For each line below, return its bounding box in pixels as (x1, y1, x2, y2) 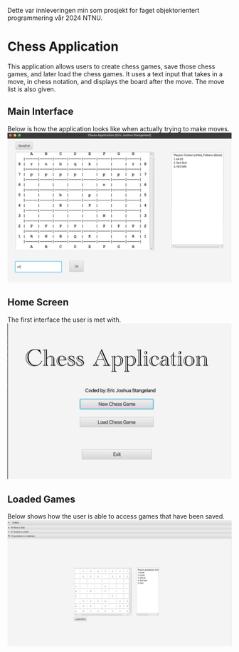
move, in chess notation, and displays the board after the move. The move (7, 77, 225, 86)
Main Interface (7, 106, 74, 118)
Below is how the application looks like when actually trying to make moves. (7, 124, 230, 133)
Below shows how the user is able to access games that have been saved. (7, 511, 225, 520)
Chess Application (7, 39, 119, 55)
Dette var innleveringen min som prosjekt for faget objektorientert (7, 6, 200, 14)
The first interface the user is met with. (7, 315, 122, 324)
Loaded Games (7, 493, 76, 505)
